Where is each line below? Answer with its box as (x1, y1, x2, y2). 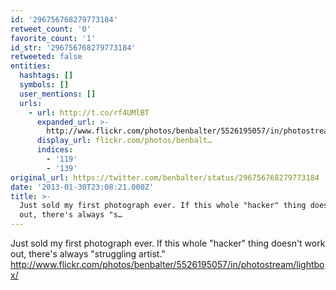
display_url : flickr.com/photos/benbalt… (36, 136, 213, 146)
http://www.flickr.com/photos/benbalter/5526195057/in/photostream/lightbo (10, 259, 325, 270)
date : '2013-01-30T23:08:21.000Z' (10, 182, 155, 192)
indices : (36, 145, 74, 155)
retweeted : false (10, 52, 83, 62)
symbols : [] (19, 80, 70, 90)
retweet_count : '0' (10, 24, 92, 34)
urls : (19, 98, 43, 108)
